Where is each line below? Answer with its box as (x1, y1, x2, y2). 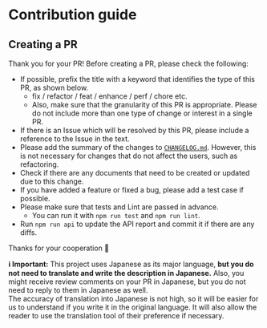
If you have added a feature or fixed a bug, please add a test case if (19, 185, 245, 194)
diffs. (19, 228, 38, 237)
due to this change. (19, 176, 84, 186)
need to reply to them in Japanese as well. (8, 285, 148, 294)
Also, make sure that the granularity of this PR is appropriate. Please (31, 100, 257, 109)
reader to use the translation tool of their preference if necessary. (8, 311, 225, 320)
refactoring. (19, 160, 59, 169)
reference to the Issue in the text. (19, 134, 130, 144)
